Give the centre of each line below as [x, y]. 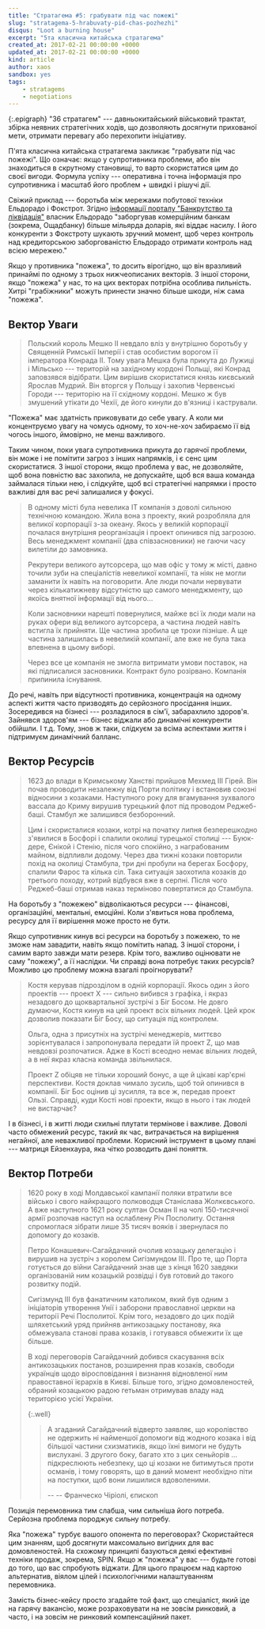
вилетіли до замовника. [68, 549]
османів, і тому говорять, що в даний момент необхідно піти [150, 1471]
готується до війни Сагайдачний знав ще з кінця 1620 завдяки [133, 1266]
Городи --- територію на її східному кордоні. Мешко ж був [127, 394]
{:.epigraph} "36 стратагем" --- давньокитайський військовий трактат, [127, 119]
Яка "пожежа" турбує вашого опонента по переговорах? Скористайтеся [131, 1534]
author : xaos [30, 67]
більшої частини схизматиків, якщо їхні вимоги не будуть [144, 1446]
